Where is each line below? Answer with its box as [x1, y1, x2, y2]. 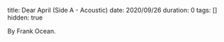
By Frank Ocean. [7, 27, 57, 35]
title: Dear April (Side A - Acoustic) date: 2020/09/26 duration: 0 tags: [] [7, 6, 218, 14]
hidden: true [7, 13, 43, 22]
